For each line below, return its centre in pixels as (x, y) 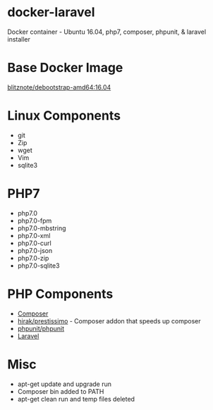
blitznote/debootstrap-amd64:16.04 (59, 87)
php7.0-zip (33, 258)
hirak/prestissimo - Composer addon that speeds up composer (109, 321)
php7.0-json (35, 250)
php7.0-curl (34, 243)
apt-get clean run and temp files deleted (76, 399)
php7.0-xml (34, 235)
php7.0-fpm (35, 220)
